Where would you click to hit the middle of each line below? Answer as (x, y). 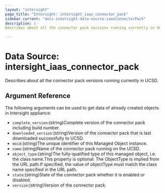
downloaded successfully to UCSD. (48, 138)
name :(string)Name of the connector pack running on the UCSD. (76, 148)
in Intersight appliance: (28, 113)
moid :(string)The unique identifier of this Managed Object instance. (80, 143)
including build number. (36, 128)
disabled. (21, 180)
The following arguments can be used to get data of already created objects (82, 108)
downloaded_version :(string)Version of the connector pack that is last (82, 133)
